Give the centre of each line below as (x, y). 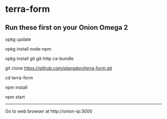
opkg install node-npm (28, 49)
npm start (15, 97)
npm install (16, 87)
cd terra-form (19, 78)
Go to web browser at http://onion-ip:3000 (49, 111)
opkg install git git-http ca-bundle (39, 59)
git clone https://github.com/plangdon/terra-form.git (59, 68)
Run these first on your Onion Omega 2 (67, 28)
